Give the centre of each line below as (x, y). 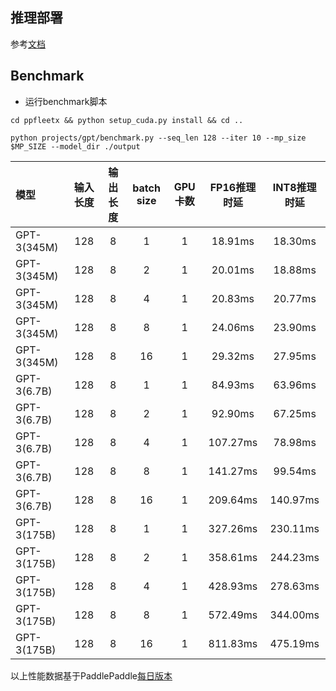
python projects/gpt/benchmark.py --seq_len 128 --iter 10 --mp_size (158, 138)
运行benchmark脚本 (66, 101)
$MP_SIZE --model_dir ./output (75, 146)
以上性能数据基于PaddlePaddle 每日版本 (91, 675)
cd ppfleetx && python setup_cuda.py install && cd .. (127, 120)
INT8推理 (294, 187)
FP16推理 (233, 187)
